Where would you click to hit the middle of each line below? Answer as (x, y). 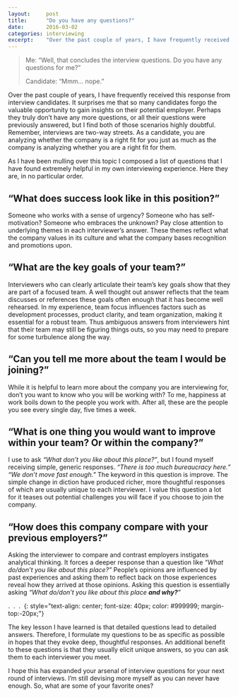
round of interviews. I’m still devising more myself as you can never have (114, 679)
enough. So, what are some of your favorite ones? (81, 686)
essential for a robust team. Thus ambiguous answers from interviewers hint (119, 322)
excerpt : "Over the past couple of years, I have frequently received (119, 40)
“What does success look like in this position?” (114, 198)
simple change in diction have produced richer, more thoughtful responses (117, 482)
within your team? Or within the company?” (106, 443)
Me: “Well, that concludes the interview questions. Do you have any (124, 60)
